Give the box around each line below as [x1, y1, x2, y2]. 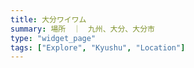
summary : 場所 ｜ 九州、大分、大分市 [10, 24, 155, 34]
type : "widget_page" [10, 33, 97, 43]
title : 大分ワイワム [10, 14, 87, 25]
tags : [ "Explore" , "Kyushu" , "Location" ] [10, 42, 186, 53]
